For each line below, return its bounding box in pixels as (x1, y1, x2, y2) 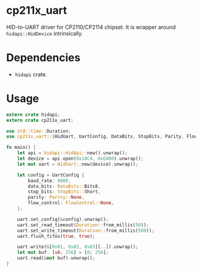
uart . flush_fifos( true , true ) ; (17, 233, 96, 239)
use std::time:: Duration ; (6, 128, 71, 134)
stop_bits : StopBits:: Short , (28, 189, 101, 195)
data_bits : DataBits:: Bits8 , (28, 183, 101, 189)
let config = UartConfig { (17, 172, 85, 178)
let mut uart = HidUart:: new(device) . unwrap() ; (17, 161, 138, 167)
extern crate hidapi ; (6, 112, 61, 118)
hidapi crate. (14, 70, 47, 78)
